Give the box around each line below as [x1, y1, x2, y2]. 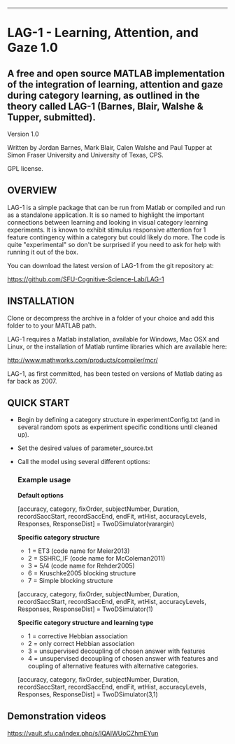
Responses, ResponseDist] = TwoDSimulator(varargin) [17, 519, 175, 528]
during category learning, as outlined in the [7, 89, 200, 101]
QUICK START [7, 397, 70, 409]
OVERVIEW [7, 185, 57, 197]
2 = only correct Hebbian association [27, 639, 135, 647]
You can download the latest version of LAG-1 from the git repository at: [7, 261, 215, 269]
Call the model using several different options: [17, 458, 150, 466]
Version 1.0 [7, 130, 39, 138]
